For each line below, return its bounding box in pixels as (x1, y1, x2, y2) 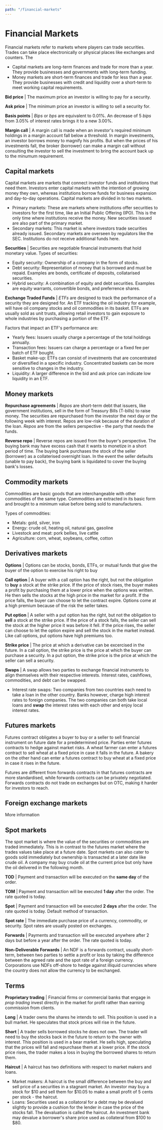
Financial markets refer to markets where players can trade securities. (5, 44, 145, 50)
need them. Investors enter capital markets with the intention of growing (5, 185, 149, 191)
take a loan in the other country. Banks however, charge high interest (12, 691, 150, 697)
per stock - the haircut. (12, 1094, 58, 1100)
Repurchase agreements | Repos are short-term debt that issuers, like (5, 403, 147, 408)
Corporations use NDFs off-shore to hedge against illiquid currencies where (5, 962, 157, 968)
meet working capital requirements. (12, 84, 83, 90)
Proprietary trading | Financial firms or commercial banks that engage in (5, 995, 151, 1000)
